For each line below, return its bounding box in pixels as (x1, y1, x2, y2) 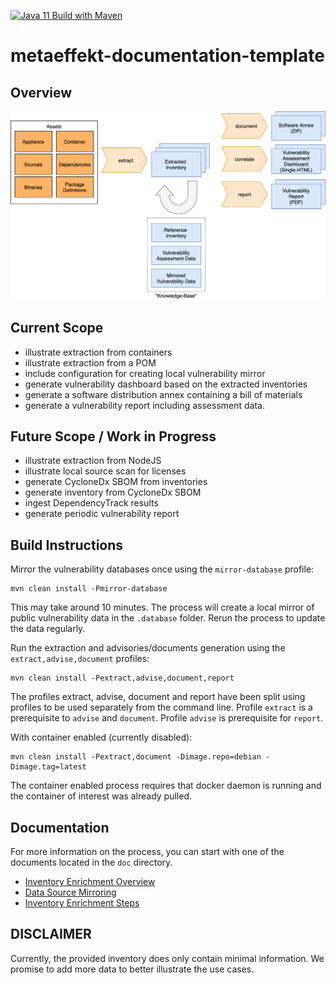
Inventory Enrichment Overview (24, 875, 156, 887)
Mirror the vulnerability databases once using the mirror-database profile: (10, 563, 315, 575)
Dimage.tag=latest (10, 762, 87, 772)
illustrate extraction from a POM (24, 356, 157, 369)
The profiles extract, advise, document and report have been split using (10, 691, 306, 703)
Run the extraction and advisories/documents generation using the (10, 642, 286, 654)
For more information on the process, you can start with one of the (10, 845, 285, 857)
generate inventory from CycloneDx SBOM (24, 486, 202, 499)
